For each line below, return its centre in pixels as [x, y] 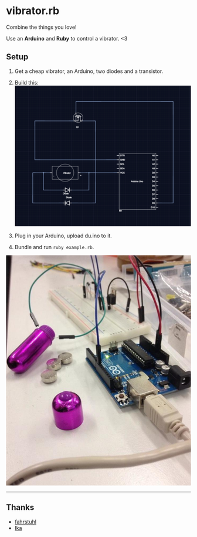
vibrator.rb [33, 11]
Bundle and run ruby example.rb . [54, 247]
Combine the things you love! [42, 27]
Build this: [27, 82]
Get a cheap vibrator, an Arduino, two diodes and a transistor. [89, 71]
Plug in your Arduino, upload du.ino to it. [63, 236]
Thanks [20, 507]
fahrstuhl [26, 522]
